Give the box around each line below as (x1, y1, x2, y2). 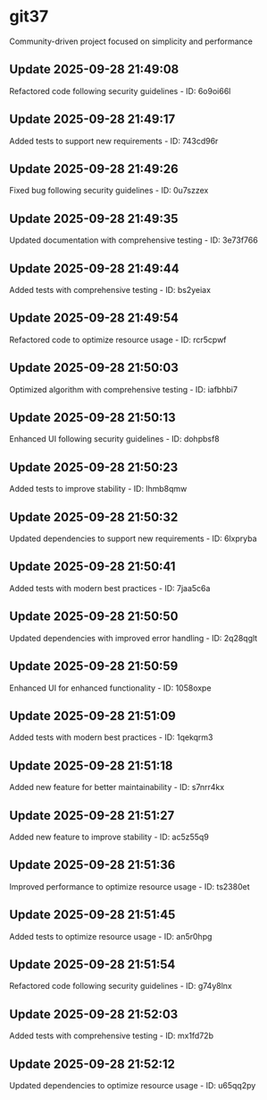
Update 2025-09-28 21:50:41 (9, 559, 176, 574)
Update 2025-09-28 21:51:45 (9, 907, 176, 923)
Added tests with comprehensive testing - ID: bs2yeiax (9, 285, 212, 295)
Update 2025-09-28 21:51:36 (9, 857, 176, 872)
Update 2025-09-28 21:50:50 (9, 609, 179, 624)
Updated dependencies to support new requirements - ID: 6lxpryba (9, 533, 257, 544)
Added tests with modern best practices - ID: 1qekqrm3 (9, 732, 213, 743)
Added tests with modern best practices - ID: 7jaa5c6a (9, 582, 211, 593)
